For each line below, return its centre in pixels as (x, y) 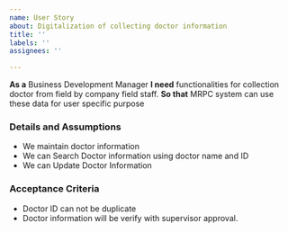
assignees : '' (36, 51)
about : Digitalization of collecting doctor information (118, 26)
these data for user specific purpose (77, 103)
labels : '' (30, 43)
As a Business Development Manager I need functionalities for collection (144, 85)
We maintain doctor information (81, 147)
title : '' (28, 34)
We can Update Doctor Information (87, 165)
